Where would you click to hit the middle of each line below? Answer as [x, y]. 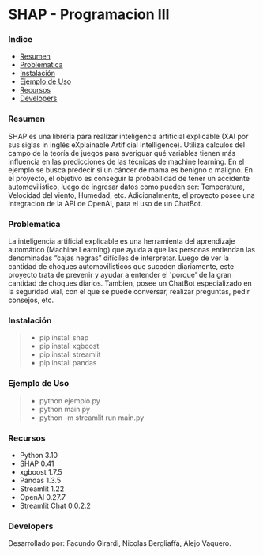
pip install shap [64, 338]
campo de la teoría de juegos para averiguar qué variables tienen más [122, 153]
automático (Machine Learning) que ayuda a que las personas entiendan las [132, 250]
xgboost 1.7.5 [41, 471]
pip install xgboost [69, 346]
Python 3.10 [38, 455]
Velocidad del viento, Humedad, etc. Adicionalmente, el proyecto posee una [131, 195]
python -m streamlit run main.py [92, 418]
